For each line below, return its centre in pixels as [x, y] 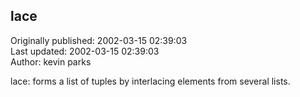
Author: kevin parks [51, 61]
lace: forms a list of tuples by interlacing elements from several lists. [150, 81]
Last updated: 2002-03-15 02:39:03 [85, 51]
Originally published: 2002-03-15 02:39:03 [99, 40]
